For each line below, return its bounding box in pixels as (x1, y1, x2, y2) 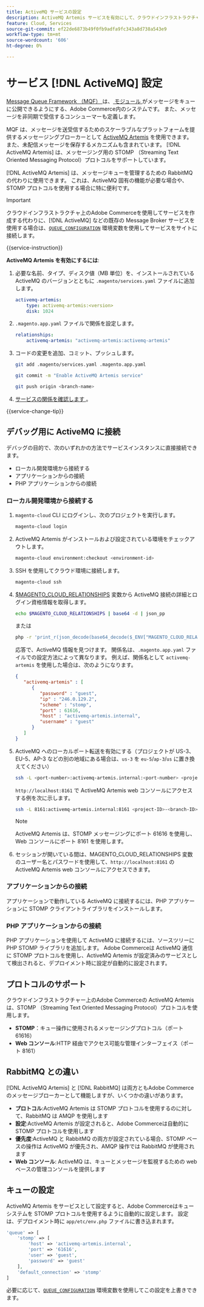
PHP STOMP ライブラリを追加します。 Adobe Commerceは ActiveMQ (6, 944, 181, 952)
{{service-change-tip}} (6, 407, 64, 414)
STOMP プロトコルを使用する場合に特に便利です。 (6, 184, 133, 192)
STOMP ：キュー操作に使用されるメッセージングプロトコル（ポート (15, 1024, 184, 1031)
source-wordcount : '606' (6, 37, 69, 43)
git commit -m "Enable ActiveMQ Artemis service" (15, 372, 144, 379)
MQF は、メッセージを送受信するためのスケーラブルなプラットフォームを (6, 125, 190, 133)
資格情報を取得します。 (31, 598, 90, 605)
